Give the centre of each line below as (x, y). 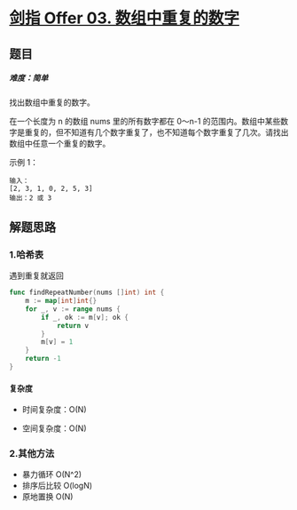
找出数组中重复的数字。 (52, 102)
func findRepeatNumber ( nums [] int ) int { (87, 293)
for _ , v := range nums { (73, 309)
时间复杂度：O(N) (54, 410)
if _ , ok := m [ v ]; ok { (85, 317)
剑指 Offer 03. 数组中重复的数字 (124, 18)
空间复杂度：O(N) (54, 428)
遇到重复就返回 (36, 275)
